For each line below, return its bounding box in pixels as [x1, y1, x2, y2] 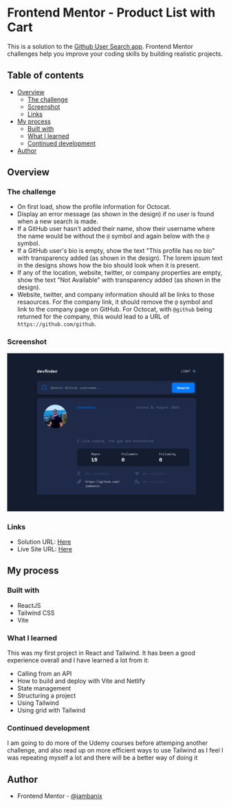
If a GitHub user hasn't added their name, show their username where [16, 225, 215, 233]
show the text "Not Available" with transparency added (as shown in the [16, 276, 221, 284]
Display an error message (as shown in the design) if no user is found [16, 210, 214, 218]
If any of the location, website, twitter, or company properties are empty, [16, 269, 223, 277]
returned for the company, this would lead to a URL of [16, 312, 170, 321]
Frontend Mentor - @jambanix [16, 792, 103, 800]
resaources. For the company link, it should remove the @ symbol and [16, 298, 213, 306]
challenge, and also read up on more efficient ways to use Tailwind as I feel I [7, 746, 223, 755]
